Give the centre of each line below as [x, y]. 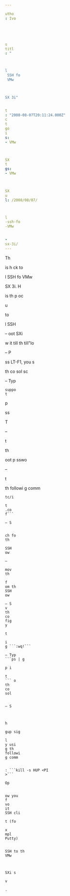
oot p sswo [16, 459]
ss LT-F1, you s [20, 362]
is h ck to [14, 267]
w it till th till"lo [20, 343]
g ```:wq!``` [18, 646]
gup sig [13, 732]
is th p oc [14, 296]
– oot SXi [14, 333]
